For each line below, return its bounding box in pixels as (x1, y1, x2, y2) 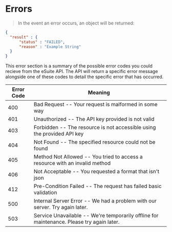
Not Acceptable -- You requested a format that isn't (33, 168, 160, 175)
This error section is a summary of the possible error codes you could (5, 63, 153, 69)
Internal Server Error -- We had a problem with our (33, 197, 157, 204)
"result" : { (10, 34, 38, 40)
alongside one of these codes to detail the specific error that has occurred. (5, 74, 164, 80)
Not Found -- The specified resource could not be (33, 138, 156, 146)
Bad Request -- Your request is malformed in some (33, 101, 158, 108)
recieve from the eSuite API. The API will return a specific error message (5, 68, 158, 75)
